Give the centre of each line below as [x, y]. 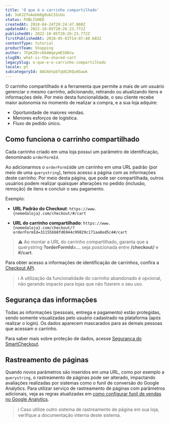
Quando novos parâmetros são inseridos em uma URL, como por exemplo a [85, 372]
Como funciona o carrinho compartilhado [72, 139]
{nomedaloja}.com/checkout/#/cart [49, 213]
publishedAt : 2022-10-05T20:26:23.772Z [48, 34]
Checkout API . [20, 268]
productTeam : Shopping [29, 48]
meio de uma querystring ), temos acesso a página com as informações [81, 172]
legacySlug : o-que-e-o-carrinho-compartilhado [56, 62]
